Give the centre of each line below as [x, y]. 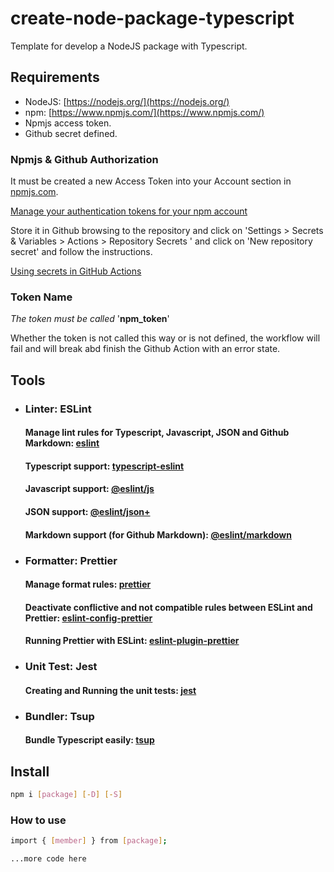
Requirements [55, 77]
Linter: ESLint [58, 409]
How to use [38, 820]
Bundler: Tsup [59, 716]
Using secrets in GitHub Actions [76, 271]
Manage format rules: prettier [88, 584]
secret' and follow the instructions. [81, 252]
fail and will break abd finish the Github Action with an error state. [145, 349]
